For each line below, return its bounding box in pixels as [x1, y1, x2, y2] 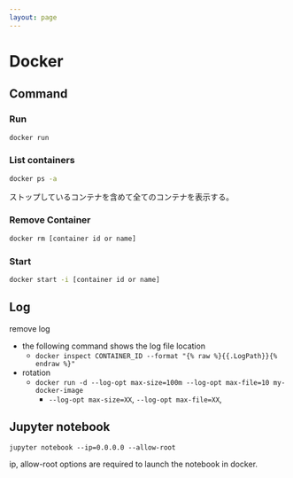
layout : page [9, 12, 58, 22]
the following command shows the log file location [21, 341, 206, 351]
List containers [9, 154, 75, 167]
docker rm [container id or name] [9, 234, 137, 243]
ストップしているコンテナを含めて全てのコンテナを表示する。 [9, 192, 235, 202]
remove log [9, 323, 50, 333]
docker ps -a [9, 174, 58, 183]
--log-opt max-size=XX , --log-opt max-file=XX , [48, 394, 223, 404]
